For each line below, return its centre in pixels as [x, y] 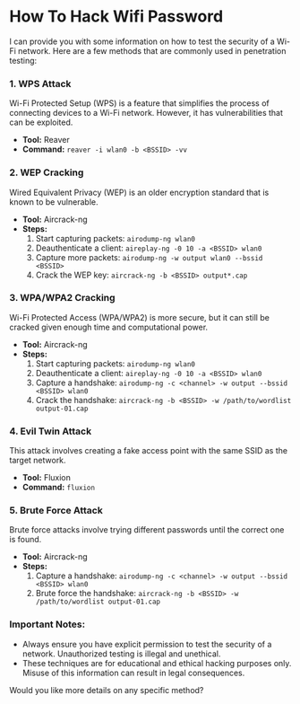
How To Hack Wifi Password [116, 17]
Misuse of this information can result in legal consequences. [133, 673]
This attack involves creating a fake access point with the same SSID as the [149, 451]
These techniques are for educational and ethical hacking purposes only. [157, 663]
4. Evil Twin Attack [51, 431]
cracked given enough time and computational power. [109, 327]
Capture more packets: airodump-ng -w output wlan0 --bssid [149, 257]
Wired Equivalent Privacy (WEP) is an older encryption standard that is [139, 192]
